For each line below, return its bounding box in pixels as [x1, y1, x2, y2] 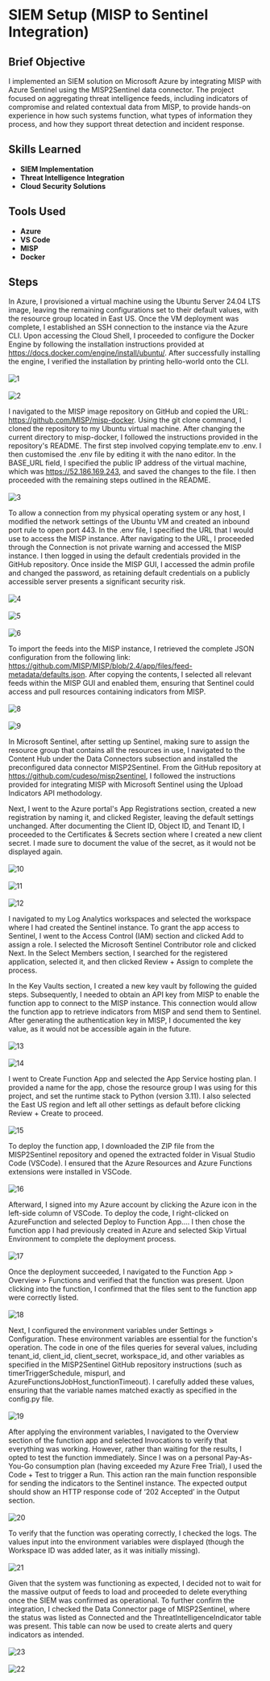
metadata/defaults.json [8, 670, 85, 679]
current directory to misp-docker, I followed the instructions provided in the [8, 432, 259, 442]
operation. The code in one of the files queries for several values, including [8, 1343, 258, 1352]
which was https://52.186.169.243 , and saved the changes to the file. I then [8, 467, 256, 477]
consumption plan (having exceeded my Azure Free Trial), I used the [35, 1461, 263, 1471]
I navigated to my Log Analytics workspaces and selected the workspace [8, 914, 251, 924]
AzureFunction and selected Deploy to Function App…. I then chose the [8, 1217, 246, 1227]
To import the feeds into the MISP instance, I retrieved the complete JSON [8, 644, 255, 653]
